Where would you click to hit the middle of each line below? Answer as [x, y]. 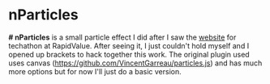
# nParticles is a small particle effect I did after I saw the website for [122, 37]
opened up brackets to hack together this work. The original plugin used [129, 54]
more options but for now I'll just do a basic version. [95, 71]
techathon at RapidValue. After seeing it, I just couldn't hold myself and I [129, 45]
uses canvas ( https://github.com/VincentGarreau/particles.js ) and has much [135, 63]
